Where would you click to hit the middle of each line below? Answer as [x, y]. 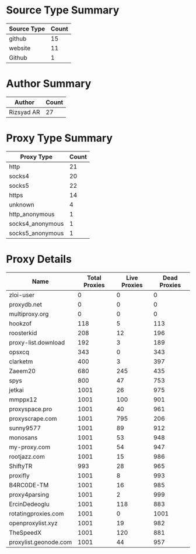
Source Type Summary [63, 10]
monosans [23, 438]
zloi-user [22, 295]
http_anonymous [32, 214]
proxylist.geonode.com [41, 542]
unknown [22, 204]
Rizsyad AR [24, 112]
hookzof [20, 324]
